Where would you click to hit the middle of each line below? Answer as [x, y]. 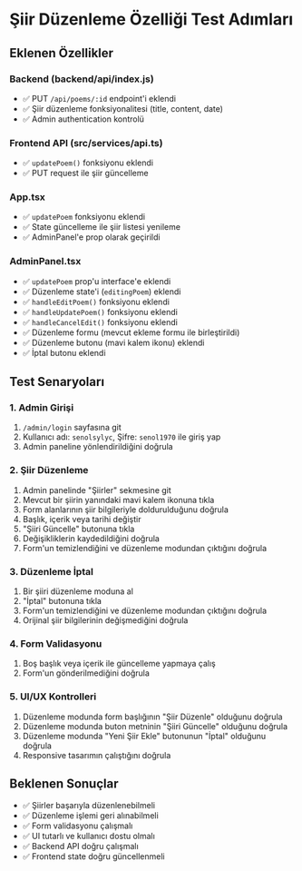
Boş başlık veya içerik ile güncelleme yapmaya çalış [119, 664]
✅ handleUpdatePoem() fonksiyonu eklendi [100, 312]
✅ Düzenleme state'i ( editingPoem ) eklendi [102, 292]
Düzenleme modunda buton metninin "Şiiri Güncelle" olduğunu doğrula [155, 726]
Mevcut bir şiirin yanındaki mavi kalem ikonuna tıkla [118, 500]
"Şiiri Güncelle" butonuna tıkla [78, 529]
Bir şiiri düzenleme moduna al [78, 591]
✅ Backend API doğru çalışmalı [80, 846]
